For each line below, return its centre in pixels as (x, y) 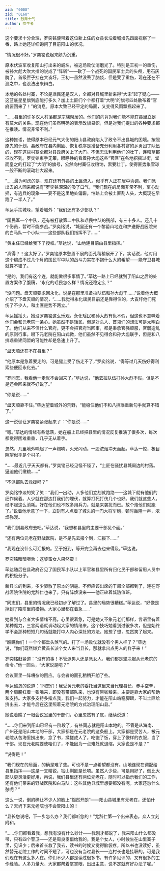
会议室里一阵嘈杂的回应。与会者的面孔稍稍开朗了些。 (59, 675)
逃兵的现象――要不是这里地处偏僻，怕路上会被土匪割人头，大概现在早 (89, 193)
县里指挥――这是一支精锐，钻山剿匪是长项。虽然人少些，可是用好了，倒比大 (82, 771)
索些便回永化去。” (22, 368)
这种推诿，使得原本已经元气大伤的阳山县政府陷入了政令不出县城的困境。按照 (82, 140)
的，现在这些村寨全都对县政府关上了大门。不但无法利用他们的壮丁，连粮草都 (82, 152)
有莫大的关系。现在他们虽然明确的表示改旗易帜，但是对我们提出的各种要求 (80, 123)
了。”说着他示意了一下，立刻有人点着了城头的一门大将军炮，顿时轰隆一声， (80, 511)
